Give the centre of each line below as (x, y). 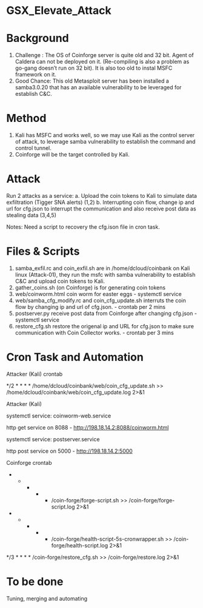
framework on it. (35, 75)
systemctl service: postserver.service (53, 439)
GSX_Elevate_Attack (59, 11)
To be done (35, 582)
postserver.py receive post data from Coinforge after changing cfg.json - (106, 313)
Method (26, 118)
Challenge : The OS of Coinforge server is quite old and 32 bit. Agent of (104, 55)
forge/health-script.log (80, 545)
